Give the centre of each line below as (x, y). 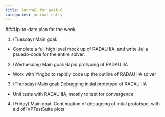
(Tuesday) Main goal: (35, 39)
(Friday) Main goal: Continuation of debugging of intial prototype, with (86, 104)
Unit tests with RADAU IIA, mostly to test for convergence (73, 94)
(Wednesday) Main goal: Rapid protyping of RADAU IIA (70, 64)
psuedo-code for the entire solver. (49, 54)
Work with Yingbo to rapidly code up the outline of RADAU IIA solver (85, 74)
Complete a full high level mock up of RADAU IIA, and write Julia (80, 49)
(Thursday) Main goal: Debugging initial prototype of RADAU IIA (80, 84)
